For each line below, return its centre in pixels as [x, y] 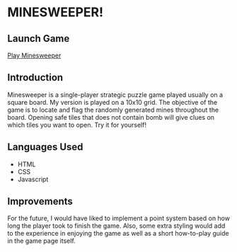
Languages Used [45, 147]
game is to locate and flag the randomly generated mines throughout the [113, 110]
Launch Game [39, 39]
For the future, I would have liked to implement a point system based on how [118, 218]
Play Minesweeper [34, 55]
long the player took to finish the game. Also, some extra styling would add [116, 226]
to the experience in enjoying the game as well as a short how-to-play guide [118, 234]
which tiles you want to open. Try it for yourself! [77, 125]
